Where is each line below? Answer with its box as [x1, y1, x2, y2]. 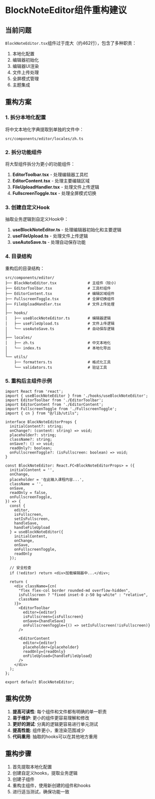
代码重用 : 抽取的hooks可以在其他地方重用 [12, 733, 98, 739]
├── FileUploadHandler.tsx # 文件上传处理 [5, 302, 115, 307]
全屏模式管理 [12, 76, 39, 81]
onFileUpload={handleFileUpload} [23, 653, 93, 658]
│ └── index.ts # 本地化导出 [5, 345, 111, 350]
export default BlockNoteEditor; [5, 679, 75, 684]
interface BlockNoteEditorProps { [5, 419, 77, 424]
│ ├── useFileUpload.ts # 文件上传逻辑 [5, 321, 115, 326]
